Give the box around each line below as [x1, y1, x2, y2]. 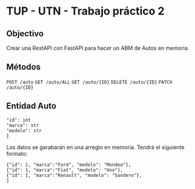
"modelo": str [6, 127, 42, 134]
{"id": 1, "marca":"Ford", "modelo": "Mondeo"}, [6, 162, 131, 168]
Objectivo [6, 28, 44, 39]
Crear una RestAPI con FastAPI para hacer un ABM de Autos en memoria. [6, 44, 190, 51]
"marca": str [6, 122, 39, 128]
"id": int [6, 117, 31, 123]
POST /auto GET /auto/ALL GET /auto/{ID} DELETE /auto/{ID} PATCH [6, 79, 173, 85]
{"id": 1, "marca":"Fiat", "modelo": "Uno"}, [6, 167, 123, 173]
